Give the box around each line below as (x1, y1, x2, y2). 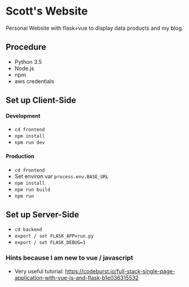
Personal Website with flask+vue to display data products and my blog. (5, 24, 184, 32)
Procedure (5, 42, 47, 52)
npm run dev (14, 140, 45, 146)
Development (5, 112, 41, 119)
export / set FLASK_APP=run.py (14, 233, 94, 240)
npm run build (14, 187, 50, 193)
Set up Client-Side (5, 95, 77, 106)
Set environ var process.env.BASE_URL (14, 172, 109, 180)
